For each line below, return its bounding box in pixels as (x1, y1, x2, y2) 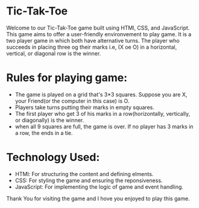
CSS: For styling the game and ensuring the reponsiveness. (14, 177, 163, 184)
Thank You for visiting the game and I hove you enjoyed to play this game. (6, 195, 190, 202)
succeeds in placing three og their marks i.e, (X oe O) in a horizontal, (6, 43, 177, 51)
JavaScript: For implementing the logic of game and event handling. (14, 183, 184, 191)
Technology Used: (6, 151, 100, 164)
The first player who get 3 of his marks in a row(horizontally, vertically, (14, 110, 191, 117)
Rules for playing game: (6, 71, 128, 85)
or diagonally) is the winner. (14, 116, 84, 124)
